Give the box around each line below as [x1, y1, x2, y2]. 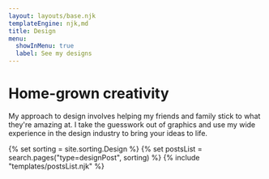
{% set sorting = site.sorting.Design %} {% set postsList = [8, 143, 203, 154]
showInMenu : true [15, 42, 75, 50]
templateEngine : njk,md [8, 19, 89, 28]
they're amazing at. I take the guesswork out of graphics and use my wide [8, 119, 256, 130]
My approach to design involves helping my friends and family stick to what [8, 111, 261, 121]
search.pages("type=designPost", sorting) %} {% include [8, 152, 200, 162]
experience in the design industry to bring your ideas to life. [8, 128, 208, 138]
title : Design [8, 27, 57, 35]
